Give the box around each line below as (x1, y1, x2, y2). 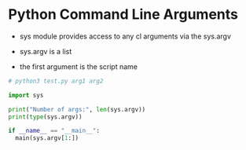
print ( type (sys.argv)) (8, 112, 83, 121)
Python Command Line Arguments (8, 5, 238, 24)
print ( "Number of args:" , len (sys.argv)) (8, 105, 146, 113)
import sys (8, 91, 44, 99)
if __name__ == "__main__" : (8, 127, 101, 135)
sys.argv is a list (19, 46, 72, 56)
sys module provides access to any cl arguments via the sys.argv (19, 31, 232, 41)
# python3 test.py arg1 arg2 (8, 77, 104, 85)
